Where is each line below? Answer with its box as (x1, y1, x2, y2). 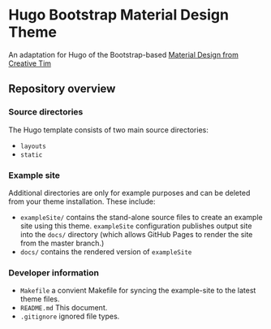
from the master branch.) (19, 238, 105, 248)
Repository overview (8, 82, 116, 96)
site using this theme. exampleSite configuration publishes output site (19, 221, 252, 231)
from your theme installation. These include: (8, 197, 156, 206)
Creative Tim (8, 58, 51, 68)
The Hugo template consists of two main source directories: (8, 124, 209, 135)
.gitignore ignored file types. (19, 311, 120, 322)
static (19, 150, 43, 159)
